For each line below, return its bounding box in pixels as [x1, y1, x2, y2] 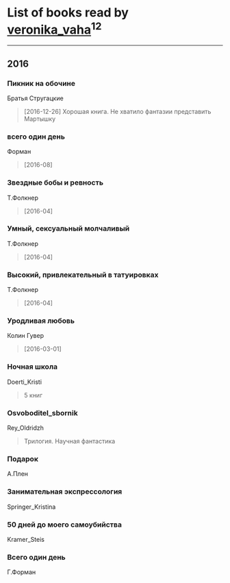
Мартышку [23, 115, 56, 123]
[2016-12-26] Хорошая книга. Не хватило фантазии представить [23, 107, 212, 115]
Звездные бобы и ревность [7, 178, 104, 187]
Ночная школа [7, 362, 58, 371]
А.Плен [7, 470, 29, 478]
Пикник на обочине [7, 78, 75, 88]
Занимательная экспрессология [7, 487, 123, 496]
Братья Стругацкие [7, 94, 64, 102]
